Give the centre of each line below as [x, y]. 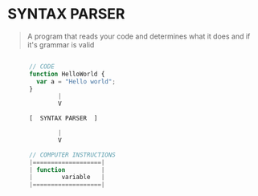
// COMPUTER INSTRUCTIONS [72, 155]
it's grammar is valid [61, 44]
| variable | [67, 178]
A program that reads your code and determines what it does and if [139, 36]
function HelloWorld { [67, 74]
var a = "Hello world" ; [76, 81]
